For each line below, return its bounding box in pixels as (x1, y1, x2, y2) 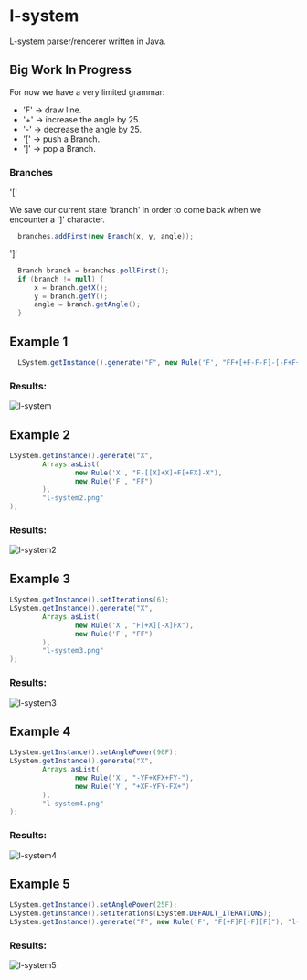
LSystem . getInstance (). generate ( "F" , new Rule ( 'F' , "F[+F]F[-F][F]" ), (9, 918, 284, 927)
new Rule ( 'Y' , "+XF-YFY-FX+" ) (74, 782, 190, 791)
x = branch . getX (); (33, 282, 108, 293)
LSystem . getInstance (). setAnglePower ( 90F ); (9, 748, 178, 757)
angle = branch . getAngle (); (33, 300, 142, 309)
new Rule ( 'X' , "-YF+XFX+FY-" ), (74, 773, 195, 783)
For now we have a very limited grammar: (9, 86, 165, 97)
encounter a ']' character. (9, 214, 105, 225)
